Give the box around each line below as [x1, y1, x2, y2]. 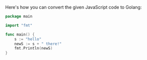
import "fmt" [5, 22, 33, 28]
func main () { [5, 32, 35, 37]
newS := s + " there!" [14, 41, 62, 46]
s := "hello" [14, 36, 42, 41]
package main [5, 14, 33, 19]
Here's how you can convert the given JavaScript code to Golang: [5, 4, 142, 10]
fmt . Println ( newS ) [14, 46, 53, 51]
